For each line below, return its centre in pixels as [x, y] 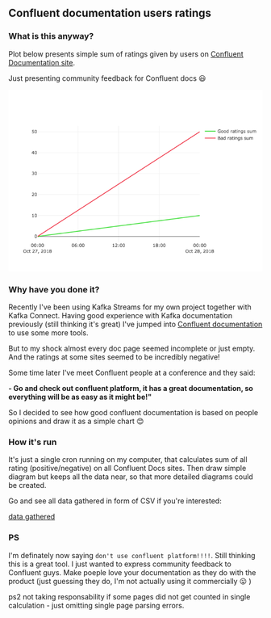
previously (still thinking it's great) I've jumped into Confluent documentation [135, 324]
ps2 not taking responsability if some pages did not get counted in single [129, 596]
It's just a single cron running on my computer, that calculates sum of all [128, 460]
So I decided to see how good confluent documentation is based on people [133, 412]
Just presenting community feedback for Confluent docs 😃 [107, 78]
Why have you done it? [54, 289]
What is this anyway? [51, 36]
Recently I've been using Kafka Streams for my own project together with [130, 307]
